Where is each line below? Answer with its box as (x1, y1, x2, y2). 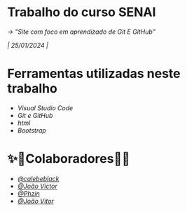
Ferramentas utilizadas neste (7, 66, 181, 81)
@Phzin (17, 189, 40, 197)
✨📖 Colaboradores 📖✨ (7, 151, 130, 167)
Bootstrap (17, 126, 47, 134)
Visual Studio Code (17, 103, 74, 112)
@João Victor (17, 182, 57, 190)
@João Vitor (17, 197, 54, 205)
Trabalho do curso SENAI (7, 4, 156, 20)
